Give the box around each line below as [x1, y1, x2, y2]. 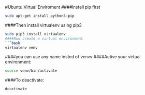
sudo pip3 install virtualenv [5, 32, 66, 36]
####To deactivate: [5, 77, 44, 83]
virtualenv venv [5, 45, 38, 50]
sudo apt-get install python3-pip [5, 14, 75, 18]
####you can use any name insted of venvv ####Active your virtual [5, 54, 141, 60]
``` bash [5, 41, 21, 46]
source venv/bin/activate [5, 68, 57, 73]
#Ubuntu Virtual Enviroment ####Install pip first [5, 4, 101, 10]
